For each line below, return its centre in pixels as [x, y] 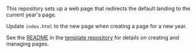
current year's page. [31, 15]
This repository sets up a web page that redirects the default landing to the [98, 9]
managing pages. [27, 44]
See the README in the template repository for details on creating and [93, 37]
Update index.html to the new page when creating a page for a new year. [97, 26]
